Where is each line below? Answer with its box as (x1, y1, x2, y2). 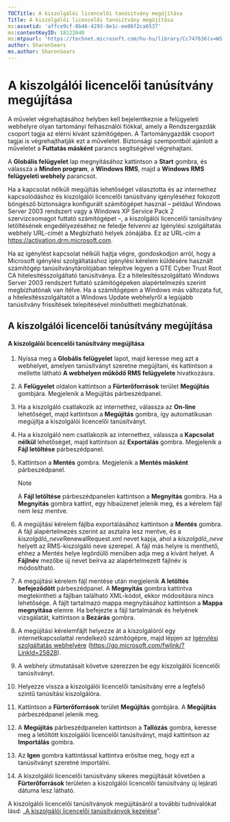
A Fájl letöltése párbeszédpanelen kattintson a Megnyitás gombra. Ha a (17, 493, 222, 501)
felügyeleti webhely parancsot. (8, 172, 98, 180)
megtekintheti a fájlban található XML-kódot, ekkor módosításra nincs (17, 592, 214, 600)
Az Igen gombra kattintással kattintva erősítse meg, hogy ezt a (17, 751, 194, 760)
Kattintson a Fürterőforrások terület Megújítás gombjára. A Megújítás (17, 703, 216, 711)
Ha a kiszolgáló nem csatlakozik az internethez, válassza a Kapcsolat (17, 431, 214, 439)
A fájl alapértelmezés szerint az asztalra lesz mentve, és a (17, 527, 181, 536)
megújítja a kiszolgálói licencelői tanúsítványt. (17, 417, 147, 425)
